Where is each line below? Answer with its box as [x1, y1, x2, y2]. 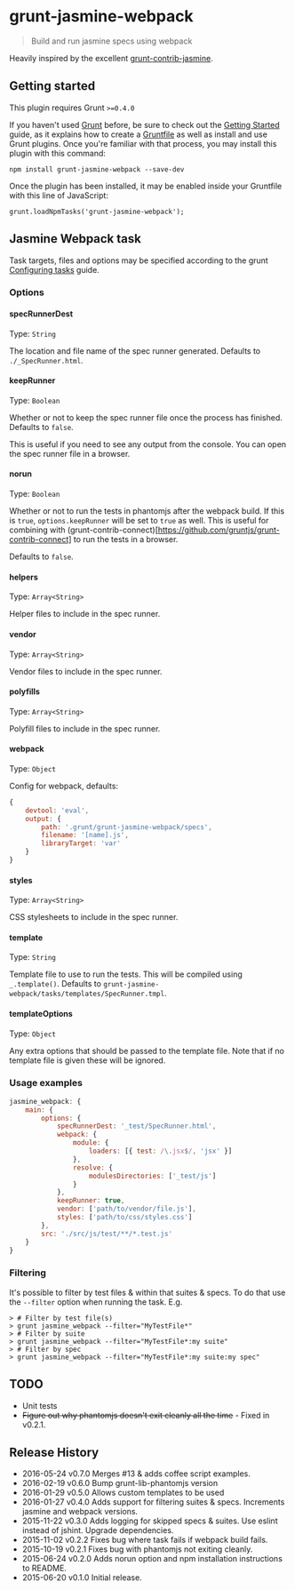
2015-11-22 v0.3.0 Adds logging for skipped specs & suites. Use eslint [21, 1515, 278, 1526]
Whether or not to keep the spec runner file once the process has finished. [9, 411, 283, 423]
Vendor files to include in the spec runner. [9, 666, 163, 676]
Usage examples [9, 1077, 83, 1090]
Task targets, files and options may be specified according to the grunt [9, 255, 268, 266]
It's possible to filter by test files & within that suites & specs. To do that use [9, 1287, 286, 1298]
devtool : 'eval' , [25, 806, 90, 815]
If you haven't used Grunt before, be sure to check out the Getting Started [9, 119, 280, 130]
